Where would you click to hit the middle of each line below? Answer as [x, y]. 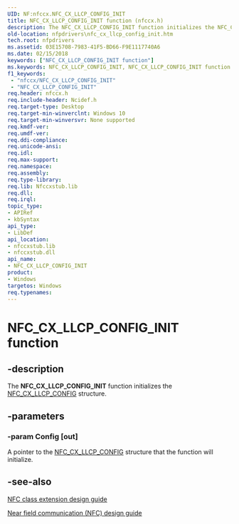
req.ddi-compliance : [38, 140]
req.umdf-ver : [28, 133]
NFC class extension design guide [58, 499]
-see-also [30, 482]
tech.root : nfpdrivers [41, 41]
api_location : [28, 240]
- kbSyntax [23, 220]
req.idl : [20, 153]
